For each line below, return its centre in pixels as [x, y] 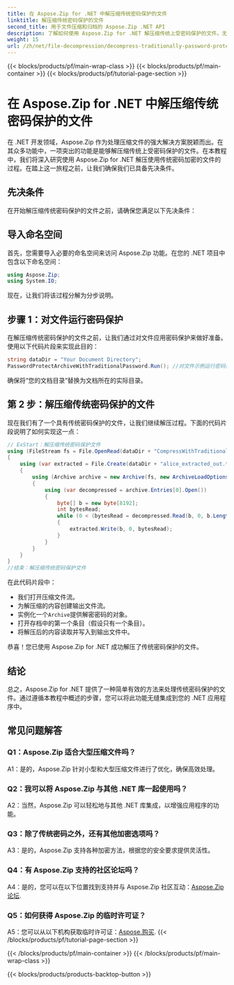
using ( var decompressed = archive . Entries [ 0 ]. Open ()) [126, 490]
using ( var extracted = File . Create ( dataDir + [88, 464]
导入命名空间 [35, 235]
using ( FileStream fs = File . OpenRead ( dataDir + [79, 451]
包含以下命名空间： [35, 261]
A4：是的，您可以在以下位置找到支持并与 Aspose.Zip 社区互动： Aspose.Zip [116, 886]
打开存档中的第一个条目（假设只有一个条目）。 [83, 623]
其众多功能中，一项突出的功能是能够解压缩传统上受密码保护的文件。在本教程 [117, 150]
